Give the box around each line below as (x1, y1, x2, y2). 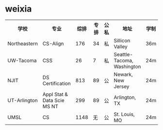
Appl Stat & (42, 91, 68, 98)
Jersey (114, 83, 130, 90)
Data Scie (42, 97, 65, 103)
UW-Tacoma (7, 57, 37, 64)
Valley (114, 43, 128, 50)
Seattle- (114, 51, 133, 58)
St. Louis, (114, 111, 135, 117)
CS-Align (42, 40, 64, 47)
